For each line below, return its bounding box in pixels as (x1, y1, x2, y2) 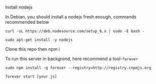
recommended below (5, 19, 49, 25)
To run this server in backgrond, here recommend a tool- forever (5, 56, 138, 62)
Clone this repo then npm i (5, 46, 60, 52)
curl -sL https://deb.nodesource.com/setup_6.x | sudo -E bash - (5, 29, 144, 34)
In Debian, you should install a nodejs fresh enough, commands (5, 14, 136, 19)
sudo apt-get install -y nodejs (5, 37, 73, 42)
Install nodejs (5, 4, 33, 10)
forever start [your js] (5, 74, 57, 79)
